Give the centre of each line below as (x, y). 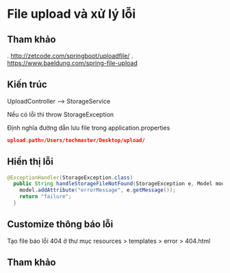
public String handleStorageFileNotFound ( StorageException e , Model (113, 184)
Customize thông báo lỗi (60, 225)
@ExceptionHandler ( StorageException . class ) (70, 178)
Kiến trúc (27, 85)
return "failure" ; (46, 197)
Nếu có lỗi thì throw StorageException (61, 114)
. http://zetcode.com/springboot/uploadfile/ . (70, 56)
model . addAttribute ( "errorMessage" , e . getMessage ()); (98, 190)
